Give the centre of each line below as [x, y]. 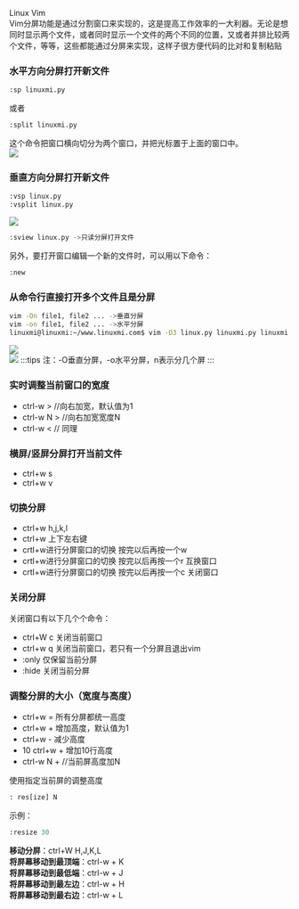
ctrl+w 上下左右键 [54, 538]
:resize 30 [29, 832]
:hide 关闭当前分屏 [56, 670]
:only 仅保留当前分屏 [60, 659]
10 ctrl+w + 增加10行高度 [68, 750]
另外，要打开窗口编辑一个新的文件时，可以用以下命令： [110, 255]
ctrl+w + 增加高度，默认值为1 [75, 728]
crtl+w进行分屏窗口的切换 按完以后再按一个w [105, 549]
